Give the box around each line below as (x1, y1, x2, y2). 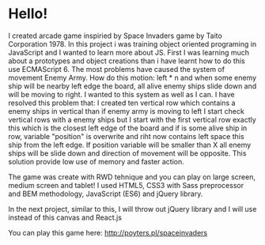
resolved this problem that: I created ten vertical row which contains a (8, 98, 236, 107)
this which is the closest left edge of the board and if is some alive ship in (8, 123, 248, 133)
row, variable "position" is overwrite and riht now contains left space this (8, 131, 244, 141)
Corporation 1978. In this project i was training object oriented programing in (8, 39, 257, 48)
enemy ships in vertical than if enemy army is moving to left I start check (8, 106, 245, 115)
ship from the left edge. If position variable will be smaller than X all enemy (8, 140, 252, 149)
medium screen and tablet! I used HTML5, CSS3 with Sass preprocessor (8, 180, 244, 190)
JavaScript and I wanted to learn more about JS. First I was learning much (8, 47, 250, 57)
